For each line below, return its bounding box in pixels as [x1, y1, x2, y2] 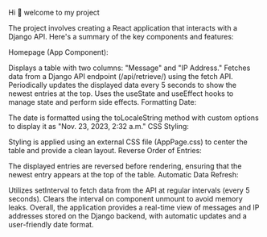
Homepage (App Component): [8, 48, 109, 56]
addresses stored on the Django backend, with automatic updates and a [8, 211, 247, 221]
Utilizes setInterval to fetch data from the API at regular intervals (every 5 [8, 185, 250, 195]
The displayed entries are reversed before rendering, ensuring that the [8, 161, 242, 171]
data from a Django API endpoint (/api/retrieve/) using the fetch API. [8, 72, 233, 81]
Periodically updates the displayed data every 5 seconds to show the [8, 81, 237, 89]
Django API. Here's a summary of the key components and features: [8, 32, 234, 41]
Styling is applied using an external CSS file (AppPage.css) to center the [8, 137, 248, 147]
